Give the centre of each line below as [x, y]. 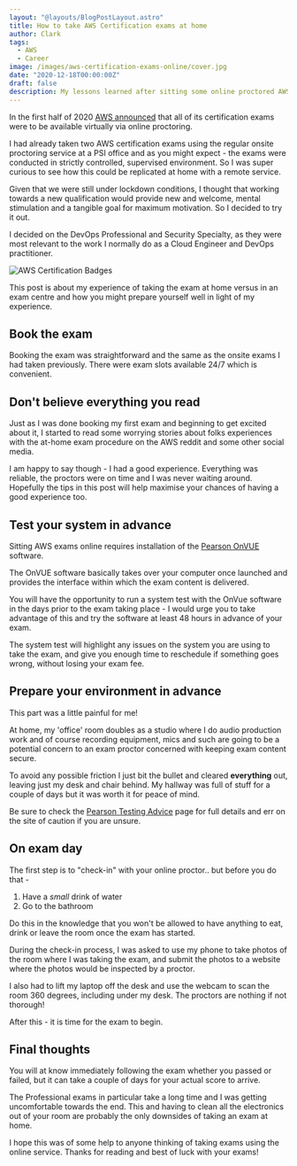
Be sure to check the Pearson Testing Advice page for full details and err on [147, 811]
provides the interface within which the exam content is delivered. [129, 582]
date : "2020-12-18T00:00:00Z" [65, 75]
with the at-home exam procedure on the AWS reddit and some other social [147, 442]
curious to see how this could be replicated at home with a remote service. [145, 171]
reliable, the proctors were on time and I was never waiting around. [131, 478]
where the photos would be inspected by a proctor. [102, 968]
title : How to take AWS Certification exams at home [108, 26]
